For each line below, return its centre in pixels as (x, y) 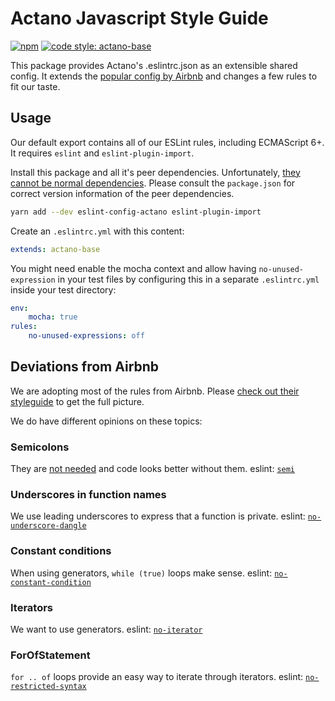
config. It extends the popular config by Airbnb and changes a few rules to (164, 76)
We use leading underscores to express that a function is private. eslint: (158, 516)
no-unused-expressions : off (86, 336)
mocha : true (53, 317)
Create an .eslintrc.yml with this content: (97, 231)
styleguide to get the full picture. (77, 401)
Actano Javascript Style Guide (139, 18)
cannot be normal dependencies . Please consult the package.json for (153, 183)
